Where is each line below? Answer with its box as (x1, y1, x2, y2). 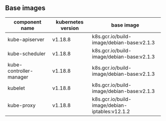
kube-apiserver (7, 36, 44, 43)
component (13, 18, 41, 25)
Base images (5, 4, 45, 12)
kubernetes (56, 18, 84, 25)
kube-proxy (7, 102, 36, 109)
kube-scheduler (7, 50, 46, 57)
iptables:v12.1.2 (92, 108, 130, 115)
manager (7, 73, 29, 80)
